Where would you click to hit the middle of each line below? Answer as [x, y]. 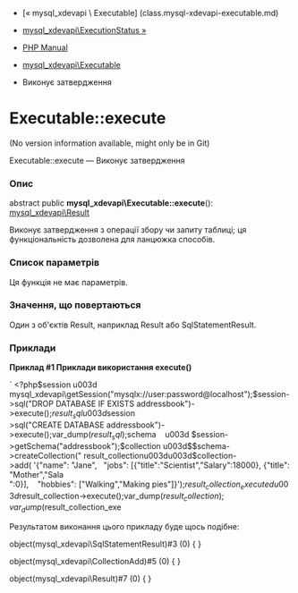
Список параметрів [55, 263]
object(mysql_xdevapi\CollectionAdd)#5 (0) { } [95, 562]
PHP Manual [45, 47]
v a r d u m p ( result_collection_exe [66, 508]
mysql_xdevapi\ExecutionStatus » [84, 30]
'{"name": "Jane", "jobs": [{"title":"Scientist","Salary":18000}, [148, 465]
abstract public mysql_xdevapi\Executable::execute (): [111, 203]
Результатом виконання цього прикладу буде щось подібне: [124, 527]
